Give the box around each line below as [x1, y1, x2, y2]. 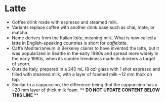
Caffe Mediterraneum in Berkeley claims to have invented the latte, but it [11, 45, 159, 51]
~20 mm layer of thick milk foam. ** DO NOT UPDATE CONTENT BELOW [11, 87, 160, 93]
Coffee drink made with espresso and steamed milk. [11, 19, 118, 25]
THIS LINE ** [11, 92, 39, 98]
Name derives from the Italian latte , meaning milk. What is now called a [11, 35, 157, 41]
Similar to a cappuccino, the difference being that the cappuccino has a [11, 81, 158, 87]
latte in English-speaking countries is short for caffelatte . [11, 40, 128, 46]
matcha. [11, 29, 29, 35]
